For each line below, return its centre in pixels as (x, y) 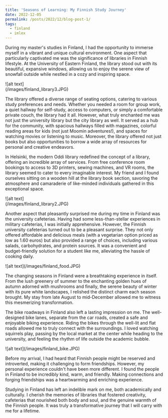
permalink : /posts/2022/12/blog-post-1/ (48, 19)
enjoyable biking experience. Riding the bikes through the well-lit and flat (80, 323)
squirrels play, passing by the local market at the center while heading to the (84, 334)
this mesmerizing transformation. (39, 302)
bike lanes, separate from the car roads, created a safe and (87, 318)
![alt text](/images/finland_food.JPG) (43, 266)
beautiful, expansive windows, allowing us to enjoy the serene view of (77, 69)
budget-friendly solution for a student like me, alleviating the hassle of (78, 251)
